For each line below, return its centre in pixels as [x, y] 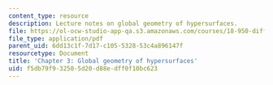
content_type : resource [49, 16]
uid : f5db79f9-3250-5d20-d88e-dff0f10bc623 [83, 69]
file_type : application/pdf [56, 38]
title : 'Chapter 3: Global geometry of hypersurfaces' [103, 62]
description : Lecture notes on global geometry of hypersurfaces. [123, 23]
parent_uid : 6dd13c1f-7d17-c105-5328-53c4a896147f [96, 46]
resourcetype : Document [49, 53]
